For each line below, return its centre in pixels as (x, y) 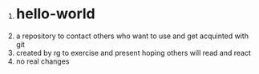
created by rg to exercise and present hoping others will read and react (133, 53)
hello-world (56, 14)
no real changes (42, 61)
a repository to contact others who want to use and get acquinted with (132, 36)
